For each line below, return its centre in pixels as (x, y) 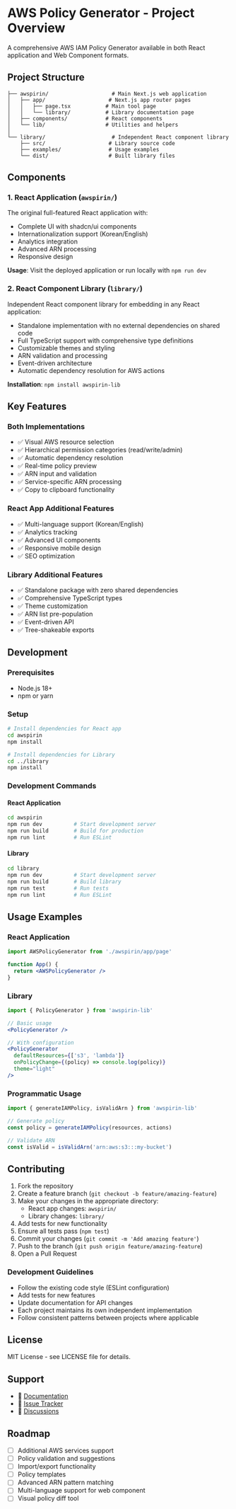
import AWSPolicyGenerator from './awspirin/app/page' (90, 952)
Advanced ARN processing (57, 249)
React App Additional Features (61, 509)
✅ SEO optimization (46, 556)
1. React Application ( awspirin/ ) (63, 197)
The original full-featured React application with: (78, 213)
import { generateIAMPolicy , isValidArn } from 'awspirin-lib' (102, 1108)
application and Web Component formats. (68, 55)
